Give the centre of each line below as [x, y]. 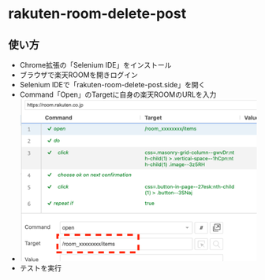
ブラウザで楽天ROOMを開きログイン [78, 75]
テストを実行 [40, 267]
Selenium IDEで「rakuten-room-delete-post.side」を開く [112, 85]
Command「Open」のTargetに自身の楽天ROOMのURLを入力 [118, 94]
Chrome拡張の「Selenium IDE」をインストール [95, 65]
